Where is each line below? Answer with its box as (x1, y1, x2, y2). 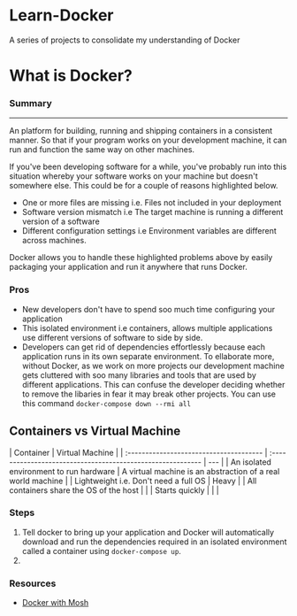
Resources (9, 577, 57, 589)
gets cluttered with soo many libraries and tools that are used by (21, 369, 256, 381)
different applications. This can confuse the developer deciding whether (21, 379, 286, 389)
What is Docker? (9, 65, 133, 86)
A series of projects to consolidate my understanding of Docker (9, 35, 240, 45)
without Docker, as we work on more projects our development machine (21, 360, 285, 371)
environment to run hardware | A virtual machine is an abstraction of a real (9, 466, 280, 476)
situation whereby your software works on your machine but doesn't (9, 171, 258, 181)
